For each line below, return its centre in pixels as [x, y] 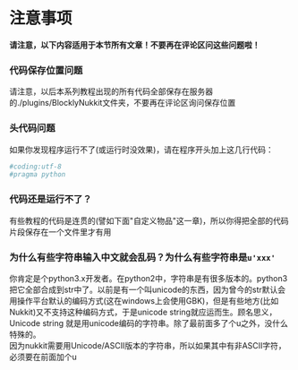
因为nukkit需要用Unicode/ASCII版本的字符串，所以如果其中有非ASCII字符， [148, 345]
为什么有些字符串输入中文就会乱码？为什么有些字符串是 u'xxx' [142, 257]
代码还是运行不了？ [51, 200]
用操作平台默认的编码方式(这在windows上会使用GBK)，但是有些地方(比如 [144, 300]
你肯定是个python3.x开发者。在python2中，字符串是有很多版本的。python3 [149, 278]
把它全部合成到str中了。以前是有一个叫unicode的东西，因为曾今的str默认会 [148, 289]
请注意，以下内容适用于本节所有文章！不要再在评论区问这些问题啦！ [135, 45]
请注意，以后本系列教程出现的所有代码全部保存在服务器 [111, 91]
